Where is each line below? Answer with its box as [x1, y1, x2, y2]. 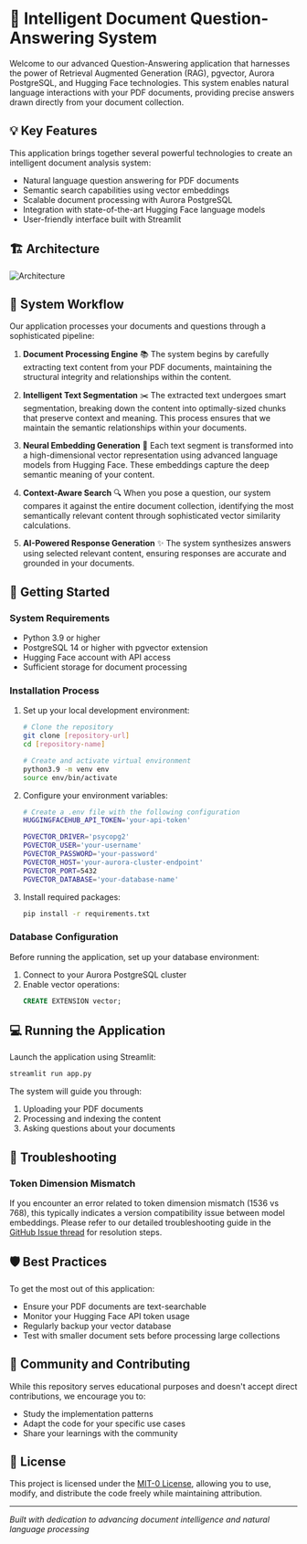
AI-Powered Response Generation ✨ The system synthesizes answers [22, 538, 291, 549]
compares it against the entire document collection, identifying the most [22, 501, 294, 512]
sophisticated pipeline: [9, 331, 95, 342]
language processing [9, 1524, 90, 1535]
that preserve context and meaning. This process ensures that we [22, 413, 271, 424]
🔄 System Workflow [9, 296, 125, 312]
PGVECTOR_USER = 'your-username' [22, 841, 143, 851]
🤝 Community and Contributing [9, 1357, 191, 1372]
